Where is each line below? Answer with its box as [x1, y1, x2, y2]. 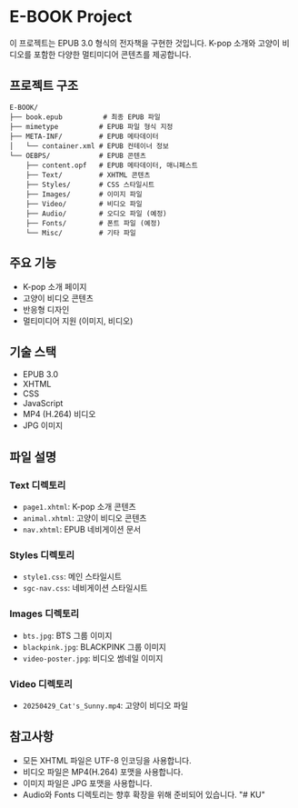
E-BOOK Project [9, 6, 133, 27]
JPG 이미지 [22, 420, 64, 431]
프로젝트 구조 [9, 78, 79, 94]
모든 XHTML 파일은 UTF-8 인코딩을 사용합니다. [22, 754, 193, 765]
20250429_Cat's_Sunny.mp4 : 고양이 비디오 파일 [22, 700, 189, 711]
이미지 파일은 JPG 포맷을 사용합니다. [22, 777, 153, 788]
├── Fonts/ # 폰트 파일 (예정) [25, 218, 162, 228]
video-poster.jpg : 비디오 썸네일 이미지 [22, 653, 164, 663]
